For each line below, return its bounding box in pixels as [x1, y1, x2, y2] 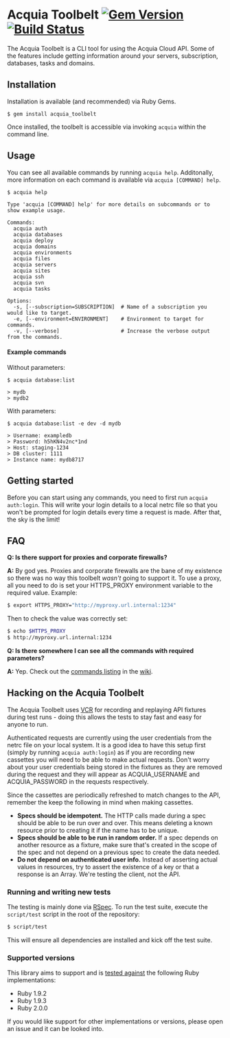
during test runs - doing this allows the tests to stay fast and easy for [7, 713, 202, 721]
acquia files [13, 255, 51, 262]
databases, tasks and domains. [7, 59, 95, 67]
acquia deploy [13, 237, 54, 244]
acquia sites [13, 267, 51, 274]
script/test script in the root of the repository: [7, 910, 140, 919]
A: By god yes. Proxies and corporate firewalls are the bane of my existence [7, 567, 222, 575]
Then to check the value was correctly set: [7, 614, 128, 623]
